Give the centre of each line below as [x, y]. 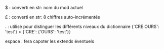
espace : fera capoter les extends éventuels [50, 41]
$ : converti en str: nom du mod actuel [44, 8]
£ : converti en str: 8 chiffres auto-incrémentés [53, 17]
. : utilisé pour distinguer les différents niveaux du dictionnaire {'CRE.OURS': [82, 26]
